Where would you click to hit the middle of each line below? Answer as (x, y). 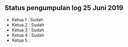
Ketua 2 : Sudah (28, 25)
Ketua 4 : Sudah (28, 35)
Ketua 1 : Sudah (28, 19)
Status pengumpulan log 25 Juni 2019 (64, 8)
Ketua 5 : (21, 40)
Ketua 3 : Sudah (28, 30)
